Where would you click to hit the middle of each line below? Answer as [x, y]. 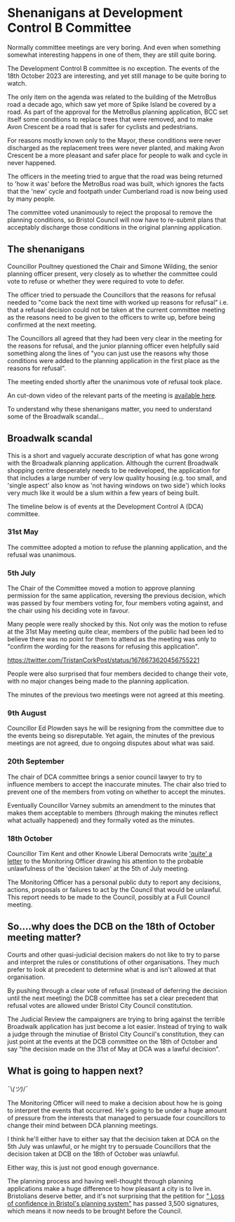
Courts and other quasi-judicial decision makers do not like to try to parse [114, 954]
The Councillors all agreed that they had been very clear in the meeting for [115, 338]
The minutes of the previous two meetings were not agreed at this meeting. [116, 695]
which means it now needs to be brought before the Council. [95, 1211]
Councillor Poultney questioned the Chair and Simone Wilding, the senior [113, 266]
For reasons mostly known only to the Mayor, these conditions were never [114, 140]
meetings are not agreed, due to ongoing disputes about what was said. [111, 743]
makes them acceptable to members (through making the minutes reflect [113, 813]
